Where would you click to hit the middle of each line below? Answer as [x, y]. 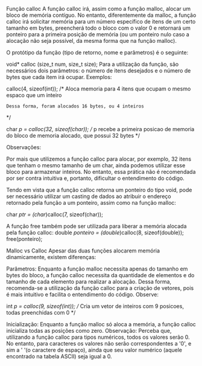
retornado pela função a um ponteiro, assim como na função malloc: [91, 203]
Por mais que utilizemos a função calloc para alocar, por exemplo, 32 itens [99, 159]
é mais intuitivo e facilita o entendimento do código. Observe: [82, 294]
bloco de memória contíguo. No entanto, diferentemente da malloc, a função [101, 15]
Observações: [24, 147]
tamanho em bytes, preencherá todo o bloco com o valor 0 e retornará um [99, 28]
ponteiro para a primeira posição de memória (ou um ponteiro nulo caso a [98, 34]
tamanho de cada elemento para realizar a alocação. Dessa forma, [89, 281]
